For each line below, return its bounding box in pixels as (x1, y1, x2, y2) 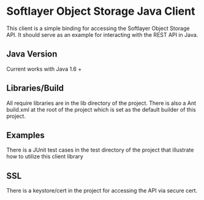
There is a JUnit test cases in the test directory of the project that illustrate (6, 146, 194, 154)
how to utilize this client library (6, 153, 84, 160)
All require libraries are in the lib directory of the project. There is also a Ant (6, 99, 197, 107)
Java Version (6, 49, 58, 60)
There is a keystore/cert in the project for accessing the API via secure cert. (6, 187, 198, 194)
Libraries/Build (6, 83, 64, 93)
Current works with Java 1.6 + (6, 65, 82, 72)
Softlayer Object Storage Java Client (6, 4, 195, 18)
